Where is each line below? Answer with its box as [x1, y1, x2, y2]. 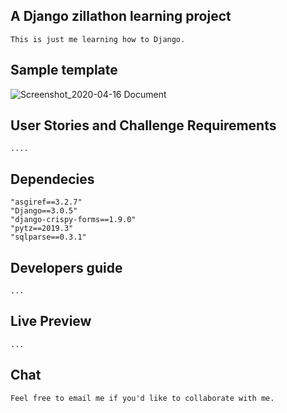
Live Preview [10, 313, 92, 330]
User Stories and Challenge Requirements [10, 117, 277, 134]
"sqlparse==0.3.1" [10, 232, 87, 243]
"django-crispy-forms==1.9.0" [10, 215, 137, 225]
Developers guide [10, 259, 123, 276]
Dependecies [10, 170, 95, 188]
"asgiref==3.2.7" [10, 197, 83, 208]
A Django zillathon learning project [10, 8, 232, 25]
